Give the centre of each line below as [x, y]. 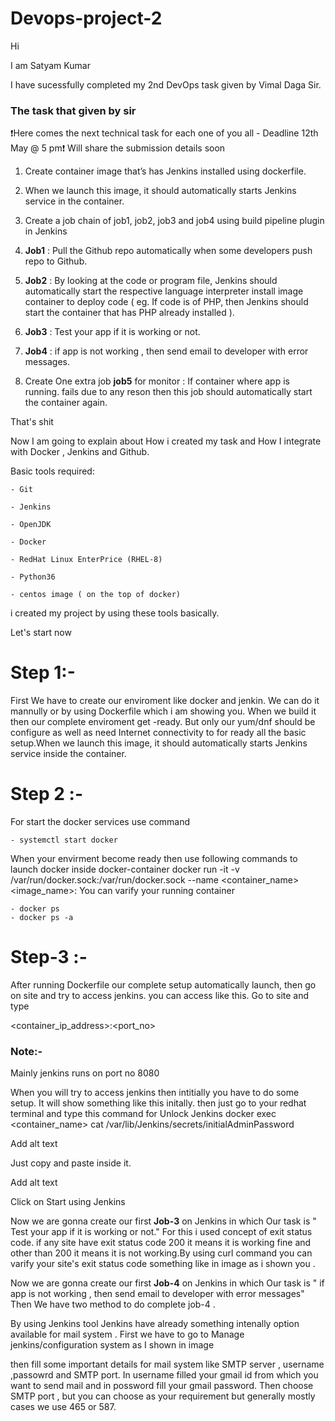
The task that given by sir [73, 110]
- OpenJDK [31, 525]
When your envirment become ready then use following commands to [154, 859]
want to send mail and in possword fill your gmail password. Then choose [162, 1386]
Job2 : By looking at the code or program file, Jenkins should [151, 281]
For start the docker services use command [100, 822]
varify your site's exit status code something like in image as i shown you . [163, 1264]
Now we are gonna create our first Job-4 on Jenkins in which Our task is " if [167, 1283]
